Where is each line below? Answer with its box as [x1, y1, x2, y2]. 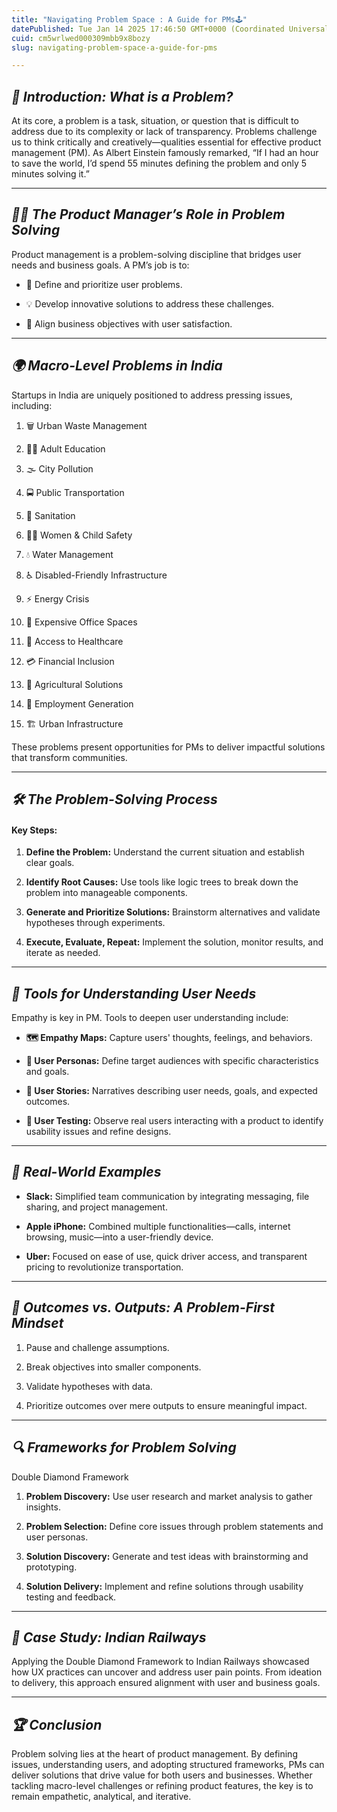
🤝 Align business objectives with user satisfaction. [25, 317, 233, 330]
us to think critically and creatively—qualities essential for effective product [11, 136, 322, 148]
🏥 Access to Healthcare [25, 635, 124, 647]
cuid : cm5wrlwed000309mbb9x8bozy [11, 33, 151, 43]
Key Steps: [11, 824, 58, 836]
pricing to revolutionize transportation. [25, 1261, 184, 1273]
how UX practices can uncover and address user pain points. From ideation [11, 1666, 323, 1678]
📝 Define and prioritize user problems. [25, 278, 183, 290]
